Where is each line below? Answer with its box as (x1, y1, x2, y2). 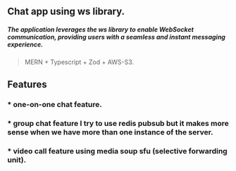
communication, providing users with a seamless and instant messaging (7, 32, 225, 41)
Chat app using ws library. (7, 6, 125, 18)
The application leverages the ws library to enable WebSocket (7, 25, 194, 34)
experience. (7, 40, 44, 49)
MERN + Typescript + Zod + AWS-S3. (24, 58, 135, 66)
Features (7, 78, 47, 90)
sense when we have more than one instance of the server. (7, 127, 213, 137)
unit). (7, 155, 27, 165)
